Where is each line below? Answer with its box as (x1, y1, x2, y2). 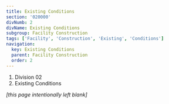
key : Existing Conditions (11, 47, 75, 53)
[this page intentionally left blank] (6, 91, 88, 98)
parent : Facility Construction (11, 52, 88, 58)
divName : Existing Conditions (6, 25, 80, 31)
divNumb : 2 (6, 19, 33, 25)
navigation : (6, 41, 35, 47)
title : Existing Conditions (6, 8, 75, 15)
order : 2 (11, 57, 33, 63)
